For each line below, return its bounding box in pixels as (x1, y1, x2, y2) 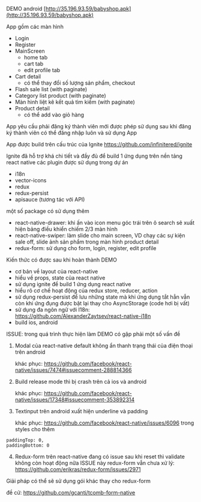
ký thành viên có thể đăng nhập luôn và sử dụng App (6, 129, 137, 136)
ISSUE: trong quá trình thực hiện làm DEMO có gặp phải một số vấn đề (6, 330, 181, 338)
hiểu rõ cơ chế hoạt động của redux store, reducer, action (14, 287, 158, 294)
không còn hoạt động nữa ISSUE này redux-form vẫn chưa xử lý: (14, 459, 175, 467)
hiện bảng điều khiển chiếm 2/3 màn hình (14, 226, 118, 233)
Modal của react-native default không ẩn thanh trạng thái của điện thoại (14, 342, 193, 349)
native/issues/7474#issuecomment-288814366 (14, 366, 132, 374)
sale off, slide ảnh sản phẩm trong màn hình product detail (14, 238, 159, 245)
